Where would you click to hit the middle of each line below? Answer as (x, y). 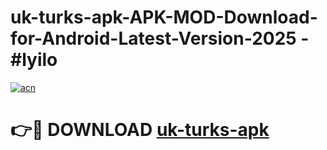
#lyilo (34, 60)
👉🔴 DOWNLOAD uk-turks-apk (140, 130)
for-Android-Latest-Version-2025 (153, 38)
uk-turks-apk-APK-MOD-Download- (164, 17)
